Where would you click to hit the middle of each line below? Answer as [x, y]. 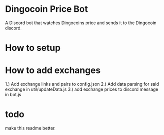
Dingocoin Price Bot [47, 9]
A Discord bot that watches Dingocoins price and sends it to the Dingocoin [81, 23]
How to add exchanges [53, 70]
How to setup [33, 48]
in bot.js [13, 95]
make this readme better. [30, 128]
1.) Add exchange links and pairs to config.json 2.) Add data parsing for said [82, 84]
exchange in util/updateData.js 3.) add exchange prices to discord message [82, 89]
